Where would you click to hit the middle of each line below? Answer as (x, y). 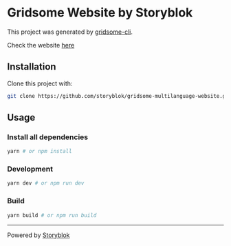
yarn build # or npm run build (52, 215)
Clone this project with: (40, 83)
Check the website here (41, 45)
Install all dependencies (47, 137)
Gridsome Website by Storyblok (100, 13)
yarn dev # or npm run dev (46, 183)
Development (30, 169)
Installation (32, 67)
